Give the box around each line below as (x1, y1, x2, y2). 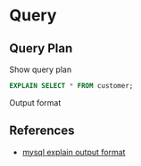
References (9, 123, 75, 138)
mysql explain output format (21, 146, 126, 157)
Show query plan (9, 64, 72, 75)
